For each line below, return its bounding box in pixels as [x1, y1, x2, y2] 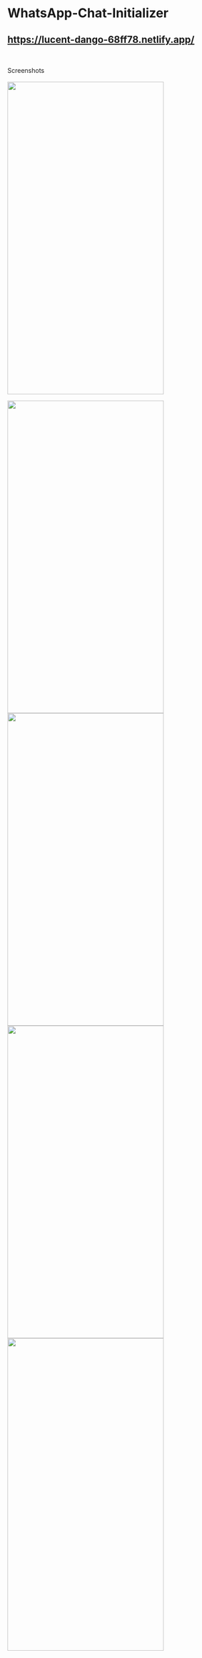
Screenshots [7, 66, 45, 74]
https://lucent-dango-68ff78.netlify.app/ [7, 34, 195, 46]
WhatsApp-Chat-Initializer [7, 5, 169, 21]
